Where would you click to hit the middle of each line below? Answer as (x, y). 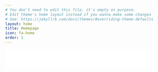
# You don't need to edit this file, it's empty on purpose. (70, 10)
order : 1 (14, 38)
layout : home (19, 24)
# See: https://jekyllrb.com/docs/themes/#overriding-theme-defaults (80, 19)
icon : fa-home (20, 33)
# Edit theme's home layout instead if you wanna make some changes (78, 14)
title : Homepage (22, 28)
